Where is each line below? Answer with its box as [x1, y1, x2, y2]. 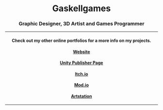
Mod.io [74, 82, 89, 88]
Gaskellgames [52, 3, 111, 14]
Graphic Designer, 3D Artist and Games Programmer [18, 20, 145, 27]
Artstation [71, 93, 92, 99]
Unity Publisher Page [60, 60, 103, 66]
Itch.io [75, 71, 88, 77]
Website [73, 49, 90, 55]
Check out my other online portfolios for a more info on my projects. [12, 37, 151, 44]
